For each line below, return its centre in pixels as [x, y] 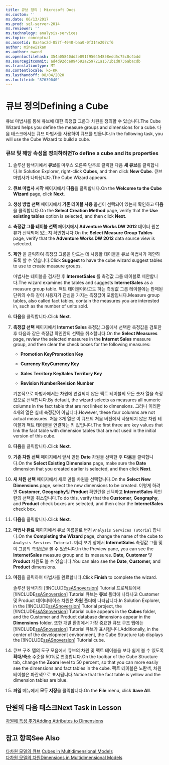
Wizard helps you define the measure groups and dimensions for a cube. [81, 127]
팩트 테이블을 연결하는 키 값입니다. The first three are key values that [95, 425]
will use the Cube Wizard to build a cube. [48, 139]
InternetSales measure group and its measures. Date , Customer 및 [82, 555]
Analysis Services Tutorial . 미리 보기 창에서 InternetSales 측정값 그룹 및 [88, 542]
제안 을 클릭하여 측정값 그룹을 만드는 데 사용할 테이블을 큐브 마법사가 [80, 254]
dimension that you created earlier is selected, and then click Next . [82, 469]
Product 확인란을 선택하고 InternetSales [112, 492]
